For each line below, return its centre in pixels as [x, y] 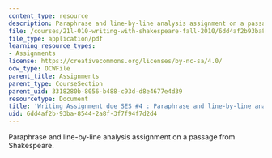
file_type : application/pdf [56, 38]
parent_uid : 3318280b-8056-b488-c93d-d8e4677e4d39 [96, 91]
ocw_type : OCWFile [39, 69]
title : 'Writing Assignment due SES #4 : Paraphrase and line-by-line [130, 106]
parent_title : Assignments [54, 76]
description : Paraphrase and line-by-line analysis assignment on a [126, 23]
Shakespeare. [32, 145]
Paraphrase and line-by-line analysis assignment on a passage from [122, 137]
